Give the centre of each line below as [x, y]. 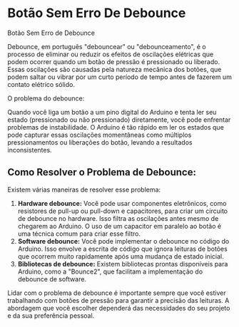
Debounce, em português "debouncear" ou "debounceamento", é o [107, 46]
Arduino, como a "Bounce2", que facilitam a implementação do [110, 271]
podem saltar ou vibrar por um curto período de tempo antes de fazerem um [119, 77]
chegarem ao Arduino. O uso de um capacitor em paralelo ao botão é [119, 226]
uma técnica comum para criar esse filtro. [79, 234]
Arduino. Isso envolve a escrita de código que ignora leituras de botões [123, 249]
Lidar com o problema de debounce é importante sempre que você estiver [117, 293]
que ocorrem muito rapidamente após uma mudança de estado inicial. [121, 256]
